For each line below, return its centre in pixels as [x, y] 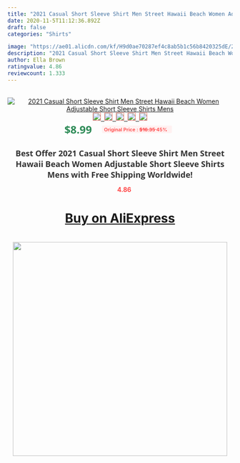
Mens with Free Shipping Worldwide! [120, 174]
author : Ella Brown [36, 60]
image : [17, 47]
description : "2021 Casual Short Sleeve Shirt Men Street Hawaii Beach [116, 54]
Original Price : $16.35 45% [136, 129]
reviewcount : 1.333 [36, 73]
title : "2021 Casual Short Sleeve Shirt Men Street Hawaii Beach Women [116, 14]
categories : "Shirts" [40, 34]
